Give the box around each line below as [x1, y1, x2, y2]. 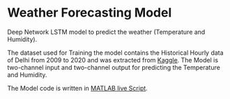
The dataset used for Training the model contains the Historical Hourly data [7, 48, 224, 57]
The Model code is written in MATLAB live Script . [7, 84, 148, 92]
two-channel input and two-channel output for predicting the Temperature [7, 63, 221, 71]
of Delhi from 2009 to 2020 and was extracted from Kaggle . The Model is [7, 55, 218, 64]
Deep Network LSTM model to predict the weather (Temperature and [7, 28, 206, 36]
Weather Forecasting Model [7, 5, 172, 21]
